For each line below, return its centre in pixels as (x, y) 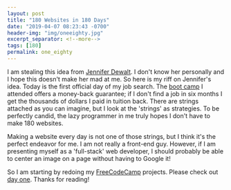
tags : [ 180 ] (24, 46)
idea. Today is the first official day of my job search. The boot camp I (105, 86)
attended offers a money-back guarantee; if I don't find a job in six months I (115, 93)
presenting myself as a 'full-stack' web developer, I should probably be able (115, 151)
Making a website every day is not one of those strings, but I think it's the (112, 136)
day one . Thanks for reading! (48, 179)
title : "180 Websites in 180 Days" (58, 20)
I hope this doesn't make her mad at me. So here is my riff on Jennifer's (109, 79)
